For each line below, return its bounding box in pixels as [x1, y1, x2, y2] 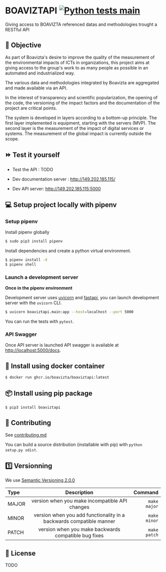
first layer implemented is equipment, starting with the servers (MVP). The [5, 120, 156, 126]
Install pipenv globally [5, 229, 49, 235]
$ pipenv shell [5, 262, 37, 267]
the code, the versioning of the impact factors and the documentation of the [5, 100, 160, 106]
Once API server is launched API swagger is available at [5, 342, 119, 348]
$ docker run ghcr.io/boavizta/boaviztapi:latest [5, 375, 110, 380]
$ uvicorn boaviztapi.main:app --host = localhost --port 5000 [5, 310, 134, 315]
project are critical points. [5, 105, 57, 111]
